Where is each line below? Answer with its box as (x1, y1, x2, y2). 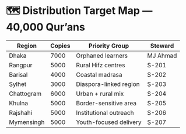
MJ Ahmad (147, 51, 177, 60)
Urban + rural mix (75, 90, 124, 98)
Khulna (9, 99, 28, 107)
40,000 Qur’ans (6, 20, 86, 34)
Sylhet (9, 80, 27, 88)
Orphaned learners (75, 51, 128, 60)
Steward (150, 42, 174, 50)
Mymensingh (9, 118, 45, 126)
